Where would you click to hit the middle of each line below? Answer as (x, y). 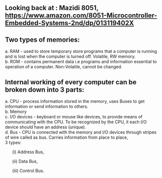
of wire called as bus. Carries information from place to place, (66, 137)
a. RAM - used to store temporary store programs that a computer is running (81, 51)
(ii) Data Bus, (25, 162)
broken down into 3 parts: (45, 89)
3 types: (13, 143)
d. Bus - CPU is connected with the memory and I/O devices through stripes (81, 132)
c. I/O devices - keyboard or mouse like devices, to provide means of (74, 117)
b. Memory (16, 112)
